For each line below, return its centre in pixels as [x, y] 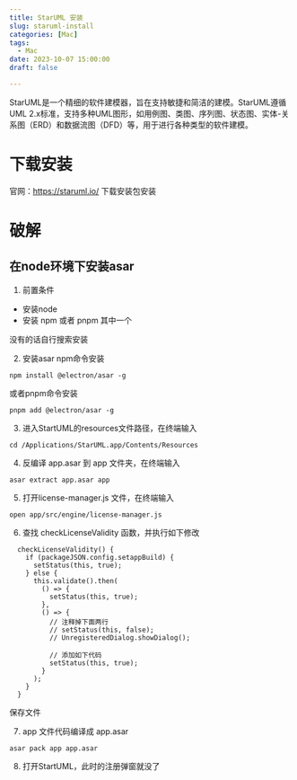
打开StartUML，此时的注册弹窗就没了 [91, 766]
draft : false [34, 68]
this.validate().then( [75, 581]
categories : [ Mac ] [44, 34]
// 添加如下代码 [75, 655]
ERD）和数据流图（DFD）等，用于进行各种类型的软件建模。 [143, 124]
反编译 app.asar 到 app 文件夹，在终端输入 [101, 463]
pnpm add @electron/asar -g [62, 410]
